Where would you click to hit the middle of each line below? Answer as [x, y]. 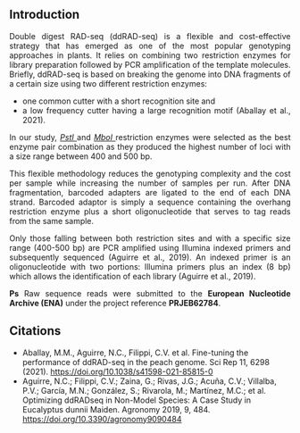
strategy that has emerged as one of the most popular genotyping [150, 46]
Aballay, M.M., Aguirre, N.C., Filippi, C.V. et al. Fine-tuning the [135, 353]
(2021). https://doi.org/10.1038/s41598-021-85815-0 [117, 371]
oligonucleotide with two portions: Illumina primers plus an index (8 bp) [150, 266]
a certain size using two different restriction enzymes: [108, 83]
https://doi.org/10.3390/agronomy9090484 [102, 419]
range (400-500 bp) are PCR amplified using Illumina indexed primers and [150, 247]
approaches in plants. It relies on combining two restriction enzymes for [150, 55]
